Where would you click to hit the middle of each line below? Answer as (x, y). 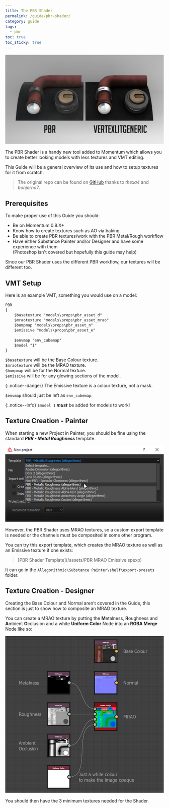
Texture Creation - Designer (50, 591)
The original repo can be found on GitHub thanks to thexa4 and (83, 182)
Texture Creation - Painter (47, 421)
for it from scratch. (25, 173)
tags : (11, 27)
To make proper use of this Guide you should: (53, 216)
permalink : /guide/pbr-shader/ (38, 16)
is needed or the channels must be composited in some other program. (79, 535)
